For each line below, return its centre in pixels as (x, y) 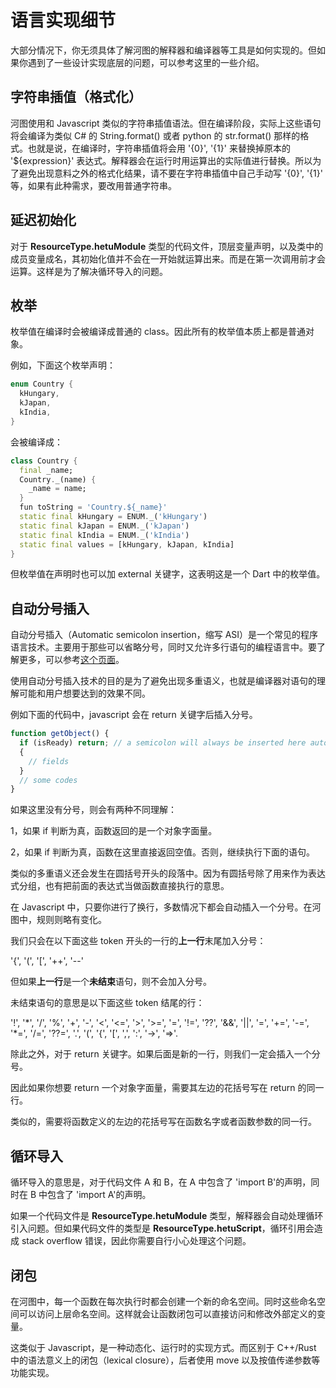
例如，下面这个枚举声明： (63, 365)
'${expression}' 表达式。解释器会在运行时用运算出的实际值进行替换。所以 (161, 160)
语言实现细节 (63, 20)
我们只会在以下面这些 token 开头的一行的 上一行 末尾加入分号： (138, 941)
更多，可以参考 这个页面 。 (71, 660)
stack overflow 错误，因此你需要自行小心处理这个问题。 (136, 1241)
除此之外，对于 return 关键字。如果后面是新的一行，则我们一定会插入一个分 (165, 1054)
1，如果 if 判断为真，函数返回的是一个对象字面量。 (114, 831)
